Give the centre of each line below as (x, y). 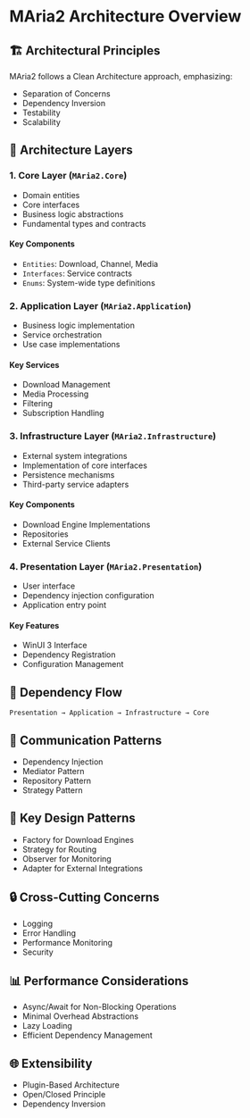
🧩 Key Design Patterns (72, 818)
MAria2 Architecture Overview (125, 17)
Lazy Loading (47, 1026)
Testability (41, 113)
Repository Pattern (57, 781)
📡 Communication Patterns (86, 740)
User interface (49, 586)
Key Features (34, 625)
